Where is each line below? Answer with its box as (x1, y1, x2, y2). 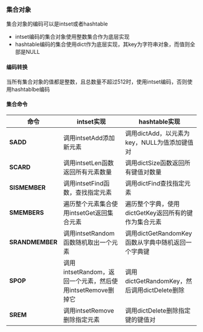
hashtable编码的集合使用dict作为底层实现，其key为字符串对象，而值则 (14, 41, 190, 48)
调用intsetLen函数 (63, 159, 114, 167)
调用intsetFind (63, 179, 104, 187)
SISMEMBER (9, 183, 46, 191)
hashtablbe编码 (11, 85, 50, 93)
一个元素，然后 (69, 277, 112, 285)
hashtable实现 (138, 117, 181, 125)
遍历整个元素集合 (63, 199, 112, 208)
